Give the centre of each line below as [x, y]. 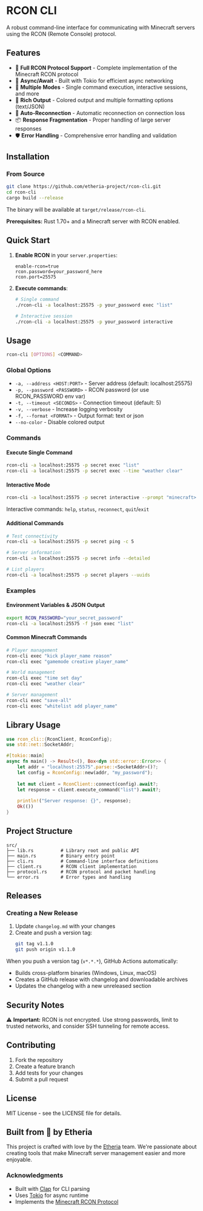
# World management [31, 673]
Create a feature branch [45, 1066]
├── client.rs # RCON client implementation [72, 866]
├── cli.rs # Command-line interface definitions [82, 861]
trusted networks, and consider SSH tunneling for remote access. [88, 1026]
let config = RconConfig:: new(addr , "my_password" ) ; [85, 772]
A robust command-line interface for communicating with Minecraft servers [101, 27]
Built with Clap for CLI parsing [52, 1188]
